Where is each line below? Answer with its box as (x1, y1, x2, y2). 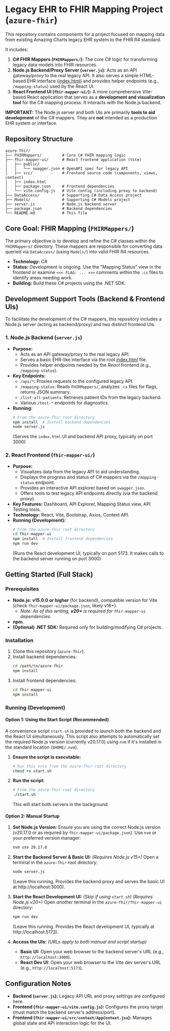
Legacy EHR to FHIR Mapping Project (5, 4, 163, 15)
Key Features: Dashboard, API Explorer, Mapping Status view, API (12, 501, 151, 507)
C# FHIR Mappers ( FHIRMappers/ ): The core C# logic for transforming (12, 56, 158, 62)
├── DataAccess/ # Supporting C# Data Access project (5, 192, 142, 198)
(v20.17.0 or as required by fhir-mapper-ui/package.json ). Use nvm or (12, 829, 157, 836)
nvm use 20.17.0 (12, 845, 47, 850)
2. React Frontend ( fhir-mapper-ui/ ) (5, 452, 95, 459)
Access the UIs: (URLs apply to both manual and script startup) (12, 939, 147, 945)
